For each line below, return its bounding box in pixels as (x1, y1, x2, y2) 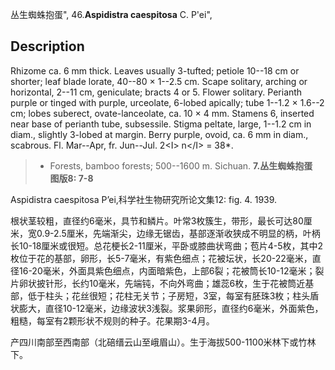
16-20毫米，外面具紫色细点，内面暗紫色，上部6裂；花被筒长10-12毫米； (18, 264, 316, 277)
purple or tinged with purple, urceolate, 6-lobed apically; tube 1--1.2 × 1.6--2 (10, 96, 325, 108)
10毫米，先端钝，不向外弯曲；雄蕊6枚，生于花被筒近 (88, 277, 306, 289)
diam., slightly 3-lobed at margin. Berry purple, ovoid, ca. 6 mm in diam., (10, 128, 309, 140)
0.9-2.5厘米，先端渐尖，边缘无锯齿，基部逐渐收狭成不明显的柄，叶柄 (36, 227, 321, 239)
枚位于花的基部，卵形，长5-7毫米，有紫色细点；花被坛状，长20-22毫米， (10, 252, 313, 264)
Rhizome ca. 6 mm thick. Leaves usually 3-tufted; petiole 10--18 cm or (10, 64, 300, 77)
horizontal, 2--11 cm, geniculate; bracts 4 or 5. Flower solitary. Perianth (10, 86, 303, 98)
